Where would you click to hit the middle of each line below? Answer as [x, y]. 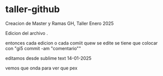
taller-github [33, 9]
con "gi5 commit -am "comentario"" [43, 48]
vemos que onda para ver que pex [41, 68]
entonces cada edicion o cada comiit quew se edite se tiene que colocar [81, 43]
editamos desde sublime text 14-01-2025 [49, 58]
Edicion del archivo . [27, 33]
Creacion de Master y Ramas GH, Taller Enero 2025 [60, 23]
